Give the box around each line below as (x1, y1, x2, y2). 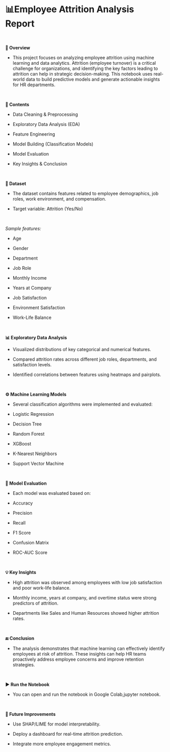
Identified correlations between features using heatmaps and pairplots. (12, 371, 161, 378)
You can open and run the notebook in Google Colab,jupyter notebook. (12, 691, 161, 697)
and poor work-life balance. (12, 585, 71, 591)
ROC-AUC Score (12, 549, 48, 556)
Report (5, 18, 35, 30)
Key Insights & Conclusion (12, 161, 67, 167)
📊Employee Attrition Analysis (5, 4, 134, 15)
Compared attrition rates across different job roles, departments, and (12, 356, 157, 362)
